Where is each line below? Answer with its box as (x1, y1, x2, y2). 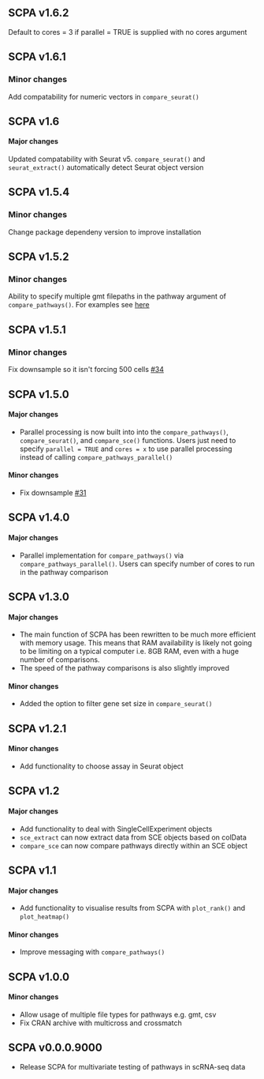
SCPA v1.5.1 (8, 323, 67, 336)
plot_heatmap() (19, 913, 70, 921)
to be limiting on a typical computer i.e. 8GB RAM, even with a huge (19, 647, 239, 656)
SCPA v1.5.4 (8, 186, 70, 199)
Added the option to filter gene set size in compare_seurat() (19, 699, 213, 709)
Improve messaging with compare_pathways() (19, 947, 165, 957)
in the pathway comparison (19, 567, 109, 577)
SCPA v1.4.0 (8, 511, 70, 524)
